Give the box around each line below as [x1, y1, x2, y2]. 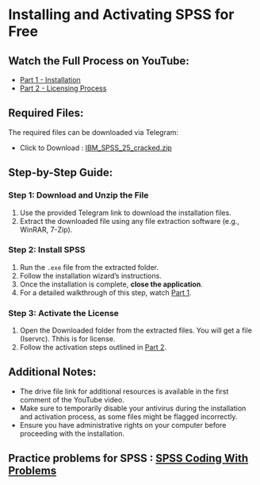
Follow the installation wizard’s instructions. [19, 271, 162, 280]
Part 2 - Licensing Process [19, 83, 107, 93]
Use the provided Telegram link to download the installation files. [19, 208, 231, 217]
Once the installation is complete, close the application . [19, 279, 204, 289]
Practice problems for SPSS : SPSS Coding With [8, 452, 249, 465]
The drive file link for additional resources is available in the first [19, 387, 229, 396]
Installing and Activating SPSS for [8, 6, 235, 24]
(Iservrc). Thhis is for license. [19, 334, 116, 344]
